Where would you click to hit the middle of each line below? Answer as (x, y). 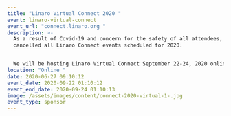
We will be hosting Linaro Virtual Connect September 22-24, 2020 (110, 64)
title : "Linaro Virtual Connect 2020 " (64, 13)
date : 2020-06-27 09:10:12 (46, 76)
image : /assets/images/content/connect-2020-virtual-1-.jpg (95, 96)
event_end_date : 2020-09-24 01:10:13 (61, 89)
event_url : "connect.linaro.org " (57, 26)
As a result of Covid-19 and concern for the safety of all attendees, (118, 39)
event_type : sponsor (37, 102)
